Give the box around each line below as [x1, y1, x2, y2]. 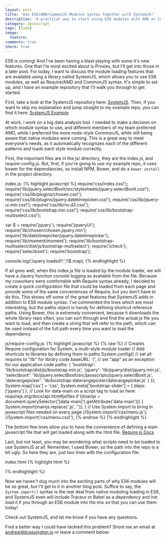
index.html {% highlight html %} [5, 459, 70, 465]
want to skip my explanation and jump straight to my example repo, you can [5, 104, 159, 110]
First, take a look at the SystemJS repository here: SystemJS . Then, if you [5, 99, 156, 105]
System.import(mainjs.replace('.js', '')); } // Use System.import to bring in [5, 404, 153, 409]
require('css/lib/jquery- [112, 197, 160, 202]
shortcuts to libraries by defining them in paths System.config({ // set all [5, 351, 152, 357]
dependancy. [5, 331, 32, 337]
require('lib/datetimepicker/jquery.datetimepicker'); [5, 232, 110, 238]
